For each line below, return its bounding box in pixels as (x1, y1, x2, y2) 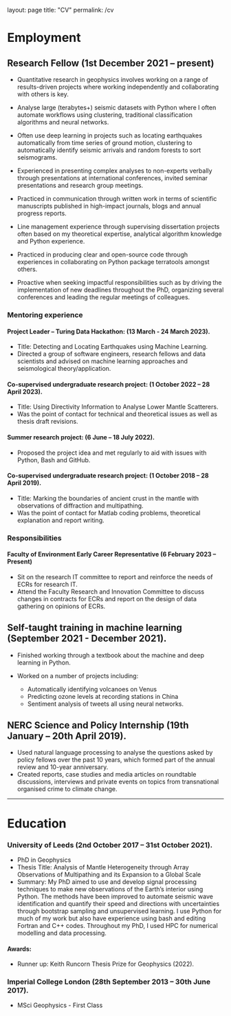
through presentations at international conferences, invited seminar (16, 174, 208, 182)
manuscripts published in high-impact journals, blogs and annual (16, 202, 201, 210)
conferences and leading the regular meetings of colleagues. (16, 293, 190, 301)
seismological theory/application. (16, 365, 111, 373)
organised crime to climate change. (16, 785, 118, 793)
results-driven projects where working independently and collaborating (16, 83, 219, 91)
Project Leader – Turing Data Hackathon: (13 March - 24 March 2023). (7, 327, 210, 336)
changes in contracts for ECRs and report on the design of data (16, 594, 197, 603)
